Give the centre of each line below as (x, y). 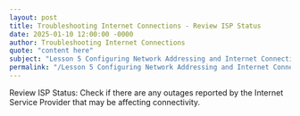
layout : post (33, 17)
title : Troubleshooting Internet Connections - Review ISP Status (135, 26)
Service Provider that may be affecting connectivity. (105, 102)
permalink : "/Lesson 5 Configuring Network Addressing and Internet (139, 68)
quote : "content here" (51, 51)
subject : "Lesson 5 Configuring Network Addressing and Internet (133, 59)
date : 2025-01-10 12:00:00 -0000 (71, 34)
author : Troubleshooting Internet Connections (97, 42)
